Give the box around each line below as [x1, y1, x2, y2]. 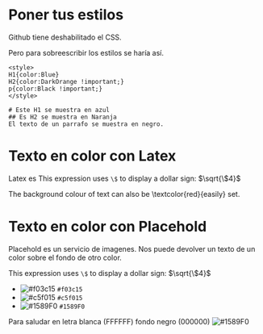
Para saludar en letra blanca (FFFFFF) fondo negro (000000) [8, 316, 211, 326]
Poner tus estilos [8, 6, 123, 24]
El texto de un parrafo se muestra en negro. [8, 119, 164, 128]
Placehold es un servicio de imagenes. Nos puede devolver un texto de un [8, 244, 256, 253]
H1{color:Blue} [8, 70, 60, 78]
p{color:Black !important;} [8, 85, 103, 93]
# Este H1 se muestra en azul [8, 106, 111, 114]
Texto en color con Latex [8, 147, 177, 165]
